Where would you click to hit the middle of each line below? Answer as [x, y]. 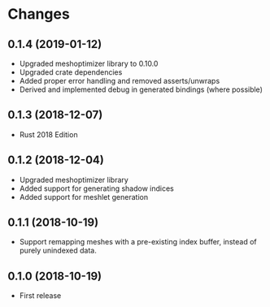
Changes [39, 14]
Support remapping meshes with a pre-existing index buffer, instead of [138, 242]
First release [40, 296]
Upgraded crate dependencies [71, 72]
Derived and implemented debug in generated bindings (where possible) [141, 89]
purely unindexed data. [58, 251]
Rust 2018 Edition [48, 134]
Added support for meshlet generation [83, 197]
